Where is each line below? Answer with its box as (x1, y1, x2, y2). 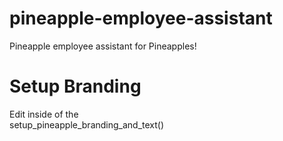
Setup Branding (9, 75, 142, 98)
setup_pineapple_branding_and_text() (9, 118, 165, 131)
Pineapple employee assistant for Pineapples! (9, 40, 197, 52)
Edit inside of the (9, 108, 79, 120)
